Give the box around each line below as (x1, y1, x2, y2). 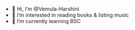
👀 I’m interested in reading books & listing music (11, 12, 129, 18)
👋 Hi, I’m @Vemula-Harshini (11, 6, 80, 12)
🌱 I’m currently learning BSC (11, 18, 81, 24)
